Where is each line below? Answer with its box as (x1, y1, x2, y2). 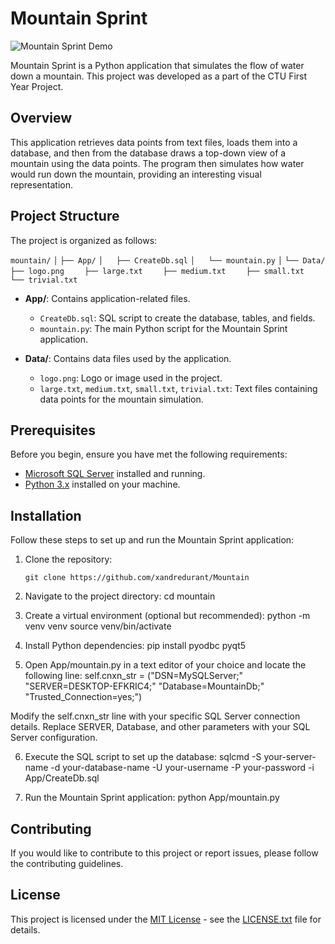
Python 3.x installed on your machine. (24, 478, 181, 491)
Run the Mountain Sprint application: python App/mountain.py (24, 792, 280, 804)
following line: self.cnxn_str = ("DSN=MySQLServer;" (24, 670, 244, 682)
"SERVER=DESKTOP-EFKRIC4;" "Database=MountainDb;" (24, 680, 265, 692)
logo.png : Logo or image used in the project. (39, 372, 223, 384)
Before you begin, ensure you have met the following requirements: (10, 448, 288, 461)
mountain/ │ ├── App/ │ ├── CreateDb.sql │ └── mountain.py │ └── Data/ (10, 255, 326, 266)
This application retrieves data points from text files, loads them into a (10, 136, 298, 148)
